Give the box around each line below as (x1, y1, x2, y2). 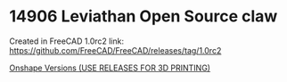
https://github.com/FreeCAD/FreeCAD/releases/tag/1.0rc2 (9, 45, 222, 55)
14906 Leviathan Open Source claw (9, 6, 278, 27)
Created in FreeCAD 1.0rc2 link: (9, 36, 125, 46)
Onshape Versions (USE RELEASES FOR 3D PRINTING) (9, 62, 211, 73)
